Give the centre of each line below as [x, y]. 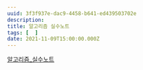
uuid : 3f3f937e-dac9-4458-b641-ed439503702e [72, 13]
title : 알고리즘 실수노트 [38, 26]
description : [26, 20]
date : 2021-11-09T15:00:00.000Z [53, 39]
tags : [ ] [23, 33]
